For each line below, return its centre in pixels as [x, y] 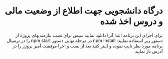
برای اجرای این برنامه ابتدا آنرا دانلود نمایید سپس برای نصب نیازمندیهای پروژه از [89, 35]
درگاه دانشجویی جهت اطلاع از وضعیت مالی [84, 11]
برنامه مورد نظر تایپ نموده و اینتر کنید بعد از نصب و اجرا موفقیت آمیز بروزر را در [88, 45]
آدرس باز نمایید [149, 51]
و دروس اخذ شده [131, 21]
